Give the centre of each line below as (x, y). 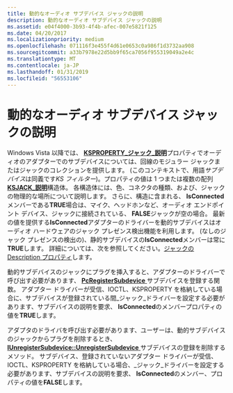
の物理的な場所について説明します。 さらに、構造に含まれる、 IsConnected (116, 196)
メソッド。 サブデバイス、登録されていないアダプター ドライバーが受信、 (112, 356)
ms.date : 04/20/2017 (37, 33)
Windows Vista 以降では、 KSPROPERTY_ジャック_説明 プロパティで (105, 153)
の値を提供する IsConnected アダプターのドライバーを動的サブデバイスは (111, 223)
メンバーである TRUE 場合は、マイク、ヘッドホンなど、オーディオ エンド (110, 205)
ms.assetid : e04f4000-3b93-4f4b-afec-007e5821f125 (82, 26)
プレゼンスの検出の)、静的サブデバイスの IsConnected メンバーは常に (126, 240)
